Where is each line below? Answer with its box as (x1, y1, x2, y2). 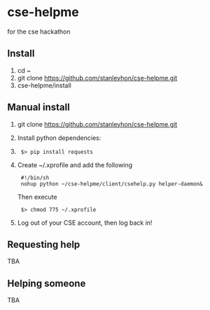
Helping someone (7, 277, 86, 289)
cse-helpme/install (17, 81, 72, 90)
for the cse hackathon (7, 27, 71, 36)
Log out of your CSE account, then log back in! (17, 218, 153, 227)
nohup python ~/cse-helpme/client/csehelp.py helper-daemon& (20, 180, 203, 188)
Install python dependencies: (17, 134, 101, 142)
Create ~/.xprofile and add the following (17, 160, 133, 169)
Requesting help (7, 239, 80, 251)
